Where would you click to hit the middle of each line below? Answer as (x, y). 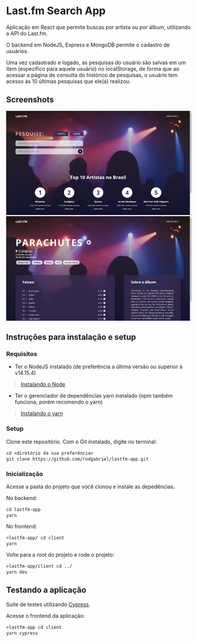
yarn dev (17, 572)
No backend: (22, 498)
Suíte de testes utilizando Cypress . (48, 604)
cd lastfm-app (24, 510)
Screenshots (30, 100)
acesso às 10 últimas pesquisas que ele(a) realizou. (68, 81)
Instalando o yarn (42, 413)
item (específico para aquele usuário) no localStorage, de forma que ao (93, 68)
